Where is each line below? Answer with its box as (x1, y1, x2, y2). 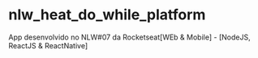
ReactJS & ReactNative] (8, 40, 88, 50)
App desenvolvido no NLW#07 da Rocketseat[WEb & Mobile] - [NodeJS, (8, 32, 251, 42)
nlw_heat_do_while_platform (8, 6, 206, 24)
